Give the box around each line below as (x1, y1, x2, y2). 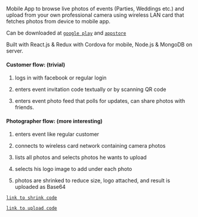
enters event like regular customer (14, 131, 100, 138)
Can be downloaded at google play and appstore (6, 29, 126, 36)
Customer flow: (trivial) (6, 61, 66, 68)
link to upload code (6, 206, 58, 212)
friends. (14, 104, 35, 111)
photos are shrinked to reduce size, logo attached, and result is (14, 177, 171, 184)
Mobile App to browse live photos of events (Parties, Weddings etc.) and (6, 5, 185, 12)
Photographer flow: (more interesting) (6, 117, 103, 124)
